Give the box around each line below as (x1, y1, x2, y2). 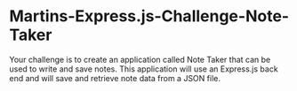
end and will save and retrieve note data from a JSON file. (9, 72, 221, 83)
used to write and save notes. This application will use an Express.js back (9, 64, 278, 74)
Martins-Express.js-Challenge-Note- (9, 6, 290, 27)
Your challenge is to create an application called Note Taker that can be (9, 54, 271, 64)
